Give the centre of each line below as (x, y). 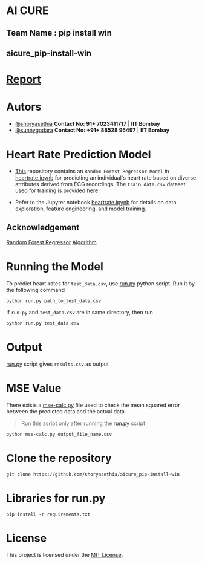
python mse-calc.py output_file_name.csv (59, 434)
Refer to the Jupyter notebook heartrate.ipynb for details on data (96, 203)
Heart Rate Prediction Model (79, 154)
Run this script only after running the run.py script (83, 423)
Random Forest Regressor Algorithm (51, 242)
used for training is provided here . (57, 190)
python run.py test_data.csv (43, 323)
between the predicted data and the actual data (66, 411)
